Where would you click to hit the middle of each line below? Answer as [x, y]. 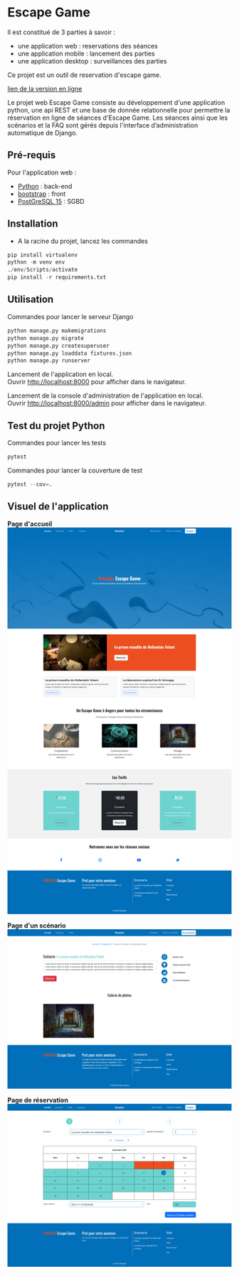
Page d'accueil [30, 524]
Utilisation [31, 300]
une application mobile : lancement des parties [86, 53]
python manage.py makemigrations [57, 331]
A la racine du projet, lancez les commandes [83, 241]
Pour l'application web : [42, 172]
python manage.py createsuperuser [59, 346]
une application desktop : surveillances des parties [92, 61]
